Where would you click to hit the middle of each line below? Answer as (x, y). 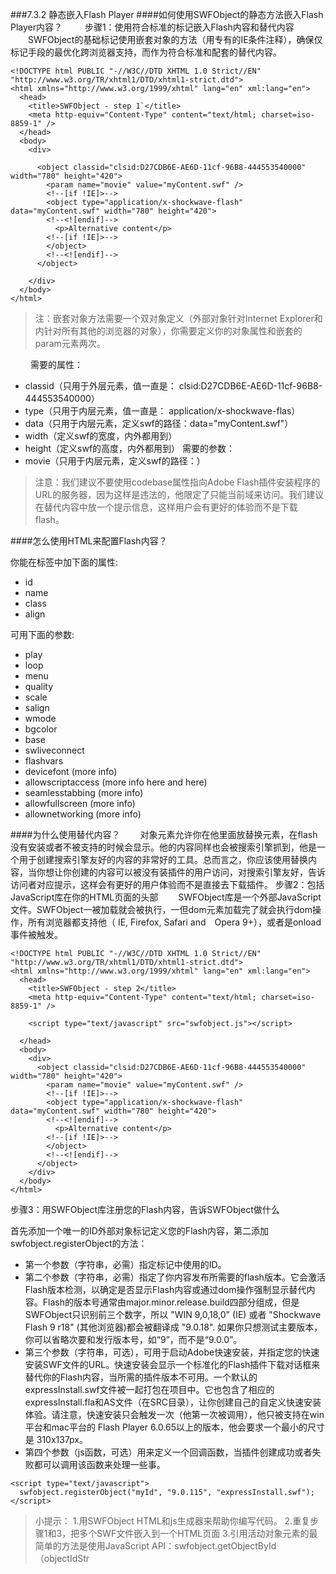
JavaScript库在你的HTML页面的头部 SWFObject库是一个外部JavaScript (166, 897)
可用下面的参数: (42, 634)
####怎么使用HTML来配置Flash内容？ (89, 541)
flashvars (44, 761)
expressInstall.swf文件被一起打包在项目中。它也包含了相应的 (149, 1389)
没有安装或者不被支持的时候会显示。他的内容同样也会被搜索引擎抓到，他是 (163, 847)
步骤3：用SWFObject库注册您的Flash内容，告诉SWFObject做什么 (145, 1209)
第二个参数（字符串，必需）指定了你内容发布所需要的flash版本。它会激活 (175, 1277)
